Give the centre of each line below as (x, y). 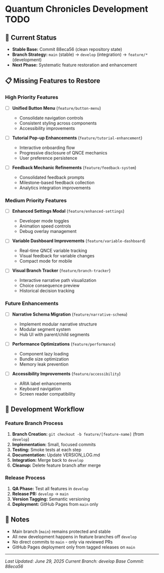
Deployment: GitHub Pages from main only (55, 504)
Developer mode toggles (44, 221)
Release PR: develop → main (40, 494)
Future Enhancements (32, 303)
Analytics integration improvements (55, 188)
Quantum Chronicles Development (77, 9)
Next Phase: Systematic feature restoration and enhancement (74, 65)
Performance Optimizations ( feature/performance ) (64, 344)
